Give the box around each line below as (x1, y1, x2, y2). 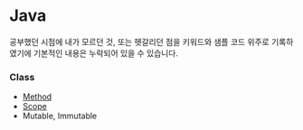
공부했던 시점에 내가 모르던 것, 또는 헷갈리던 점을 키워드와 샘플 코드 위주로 (9, 36, 270, 47)
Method (22, 91, 52, 102)
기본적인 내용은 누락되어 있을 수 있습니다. (33, 47, 179, 59)
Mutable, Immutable (22, 110, 98, 122)
